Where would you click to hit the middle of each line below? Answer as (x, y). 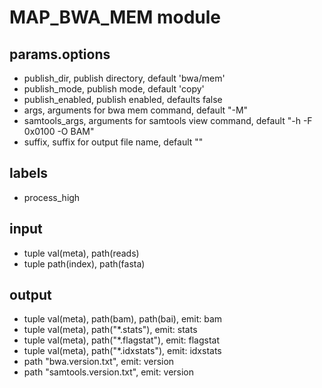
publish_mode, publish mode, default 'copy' (114, 89)
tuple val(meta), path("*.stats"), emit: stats (110, 330)
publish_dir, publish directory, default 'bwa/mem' (124, 78)
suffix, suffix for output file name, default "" (113, 142)
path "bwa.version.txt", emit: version (99, 362)
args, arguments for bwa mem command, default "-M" (136, 110)
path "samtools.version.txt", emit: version (109, 372)
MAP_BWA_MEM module (115, 17)
